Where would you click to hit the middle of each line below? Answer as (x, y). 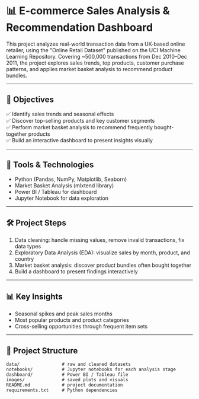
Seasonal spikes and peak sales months (63, 314)
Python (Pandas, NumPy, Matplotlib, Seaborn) (71, 179)
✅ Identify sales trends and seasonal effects (60, 114)
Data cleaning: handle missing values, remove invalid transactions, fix (99, 240)
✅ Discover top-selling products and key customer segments (81, 120)
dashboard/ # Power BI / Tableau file (67, 375)
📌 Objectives (30, 100)
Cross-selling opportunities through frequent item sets (81, 327)
